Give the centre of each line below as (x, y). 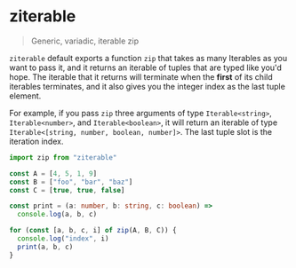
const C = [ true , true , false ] (67, 190)
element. (25, 96)
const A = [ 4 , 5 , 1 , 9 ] (53, 173)
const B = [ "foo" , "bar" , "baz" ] (71, 182)
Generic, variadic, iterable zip (85, 41)
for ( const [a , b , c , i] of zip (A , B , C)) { (93, 231)
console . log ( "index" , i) (63, 239)
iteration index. (36, 141)
